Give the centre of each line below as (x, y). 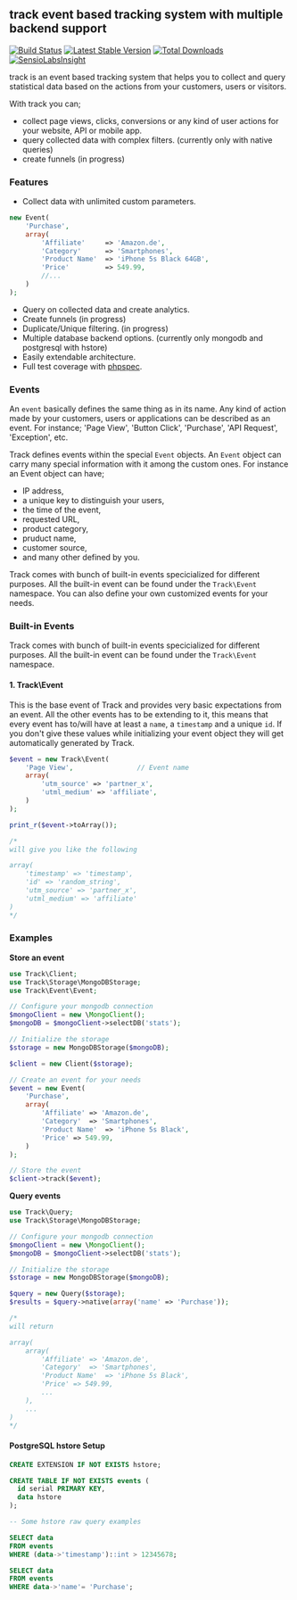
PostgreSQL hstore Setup (57, 1446)
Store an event (37, 958)
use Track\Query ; (41, 1213)
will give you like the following (74, 850)
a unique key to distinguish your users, (93, 501)
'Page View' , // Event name (107, 767)
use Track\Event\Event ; (54, 991)
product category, (55, 529)
